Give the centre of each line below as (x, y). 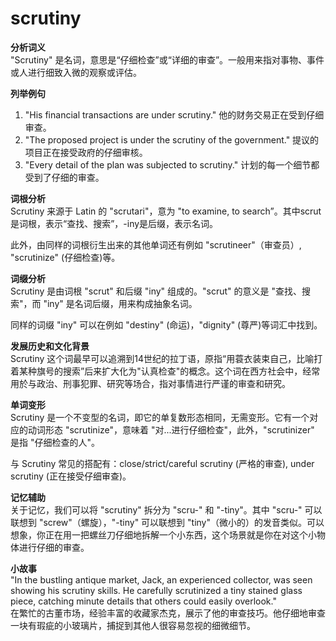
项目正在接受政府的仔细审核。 (86, 152)
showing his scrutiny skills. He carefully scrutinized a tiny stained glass (156, 590)
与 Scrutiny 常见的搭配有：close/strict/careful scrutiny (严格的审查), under (162, 463)
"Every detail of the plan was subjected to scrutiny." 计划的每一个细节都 (172, 164)
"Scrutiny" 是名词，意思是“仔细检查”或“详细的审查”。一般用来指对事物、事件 (167, 59)
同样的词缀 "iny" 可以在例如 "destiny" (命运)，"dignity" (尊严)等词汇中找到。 (166, 324)
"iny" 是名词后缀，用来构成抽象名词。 (120, 303)
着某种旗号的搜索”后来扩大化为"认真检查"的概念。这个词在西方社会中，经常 (165, 371)
